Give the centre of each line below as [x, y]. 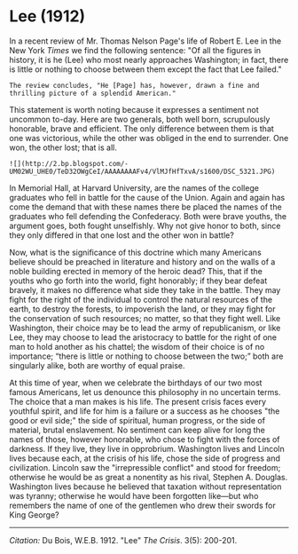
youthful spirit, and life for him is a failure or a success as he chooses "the [145, 411]
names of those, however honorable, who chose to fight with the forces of [145, 439]
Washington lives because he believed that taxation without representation [145, 487]
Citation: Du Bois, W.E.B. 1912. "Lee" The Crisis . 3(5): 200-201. [123, 540]
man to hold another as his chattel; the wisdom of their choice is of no [137, 346]
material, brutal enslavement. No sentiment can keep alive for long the [137, 430]
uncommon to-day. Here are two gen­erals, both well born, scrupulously [140, 119]
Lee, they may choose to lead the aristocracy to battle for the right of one [143, 337]
